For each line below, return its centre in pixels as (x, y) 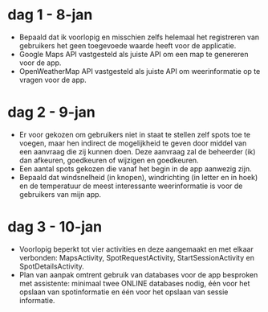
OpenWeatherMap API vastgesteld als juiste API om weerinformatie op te (140, 71)
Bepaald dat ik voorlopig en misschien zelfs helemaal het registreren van (139, 37)
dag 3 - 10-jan (55, 227)
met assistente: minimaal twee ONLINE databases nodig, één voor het (134, 283)
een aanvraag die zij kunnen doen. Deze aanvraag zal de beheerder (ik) (137, 151)
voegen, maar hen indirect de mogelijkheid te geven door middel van (133, 143)
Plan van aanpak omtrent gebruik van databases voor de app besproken (138, 274)
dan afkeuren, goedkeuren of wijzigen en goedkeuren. (109, 160)
